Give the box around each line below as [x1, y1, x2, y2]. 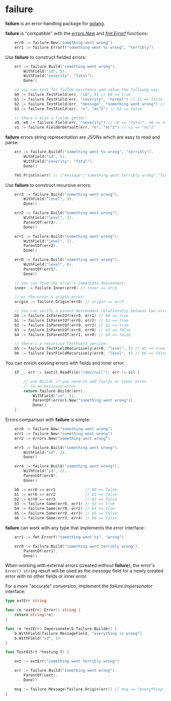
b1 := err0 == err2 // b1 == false [14, 492, 117, 497]
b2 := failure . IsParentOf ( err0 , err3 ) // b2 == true [14, 322, 129, 328]
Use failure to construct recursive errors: [5, 182, 92, 188]
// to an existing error [23, 383, 76, 389]
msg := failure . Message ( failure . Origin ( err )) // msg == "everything [14, 686, 163, 692]
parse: [5, 139, 19, 146]
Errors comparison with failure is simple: [5, 416, 91, 423]
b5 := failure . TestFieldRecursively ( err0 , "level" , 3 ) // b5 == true [14, 346, 165, 351]
